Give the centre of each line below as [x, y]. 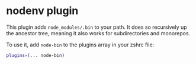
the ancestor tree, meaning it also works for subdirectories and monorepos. [98, 33]
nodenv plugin [42, 11]
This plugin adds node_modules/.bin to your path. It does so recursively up [97, 27]
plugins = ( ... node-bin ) [36, 55]
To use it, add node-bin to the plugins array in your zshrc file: [80, 45]
